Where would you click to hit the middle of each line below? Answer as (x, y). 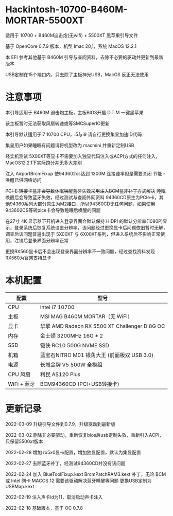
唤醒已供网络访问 (23, 180)
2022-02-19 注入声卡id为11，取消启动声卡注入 (54, 497)
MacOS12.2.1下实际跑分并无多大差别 (44, 163)
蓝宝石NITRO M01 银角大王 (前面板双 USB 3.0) (97, 355)
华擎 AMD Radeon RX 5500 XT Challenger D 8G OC (102, 326)
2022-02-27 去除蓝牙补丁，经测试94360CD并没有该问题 (65, 463)
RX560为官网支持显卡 (28, 258)
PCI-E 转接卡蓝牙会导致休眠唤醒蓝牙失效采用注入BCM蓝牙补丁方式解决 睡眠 (85, 191)
